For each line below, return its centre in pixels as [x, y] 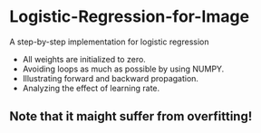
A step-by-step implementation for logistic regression [109, 42]
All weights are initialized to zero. [84, 59]
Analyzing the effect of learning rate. [91, 88]
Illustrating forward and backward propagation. [111, 78]
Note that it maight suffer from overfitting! [131, 116]
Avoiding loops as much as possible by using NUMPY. [123, 69]
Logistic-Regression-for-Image [130, 17]
